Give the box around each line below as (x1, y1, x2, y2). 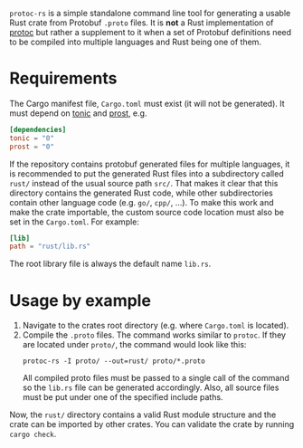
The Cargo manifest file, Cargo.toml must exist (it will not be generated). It (9, 98, 285, 109)
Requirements (9, 68, 118, 89)
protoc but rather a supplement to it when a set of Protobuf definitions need (9, 27, 292, 37)
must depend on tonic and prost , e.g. (9, 108, 147, 119)
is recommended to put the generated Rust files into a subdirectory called (9, 167, 284, 179)
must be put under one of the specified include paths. (22, 392, 223, 403)
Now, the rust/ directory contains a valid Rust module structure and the (9, 409, 277, 420)
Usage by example (9, 290, 152, 310)
